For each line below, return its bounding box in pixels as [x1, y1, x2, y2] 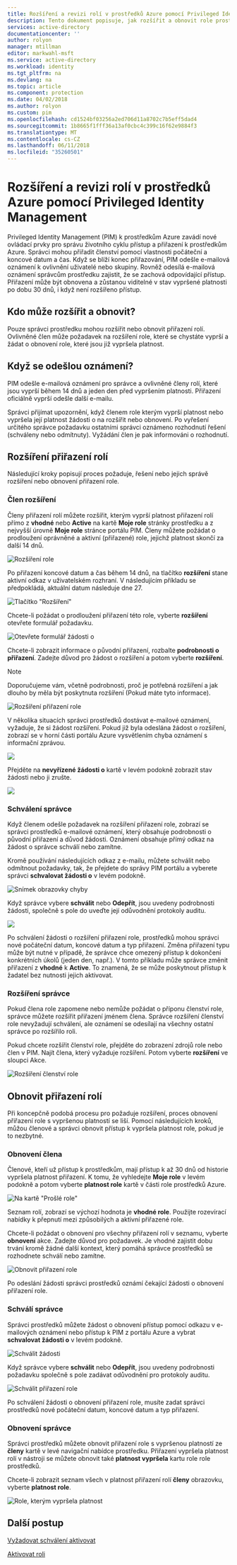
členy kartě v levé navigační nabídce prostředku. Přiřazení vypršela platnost [7, 1446, 229, 1455]
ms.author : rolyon [7, 103, 61, 110]
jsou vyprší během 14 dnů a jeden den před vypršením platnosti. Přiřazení [7, 387, 221, 395]
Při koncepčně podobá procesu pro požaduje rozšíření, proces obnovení [7, 1109, 218, 1117]
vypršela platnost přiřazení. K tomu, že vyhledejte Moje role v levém [7, 1173, 205, 1181]
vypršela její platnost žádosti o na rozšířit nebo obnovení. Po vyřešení [7, 415, 209, 423]
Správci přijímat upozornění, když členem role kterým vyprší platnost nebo [7, 408, 224, 416]
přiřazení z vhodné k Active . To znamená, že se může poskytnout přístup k [7, 963, 227, 972]
